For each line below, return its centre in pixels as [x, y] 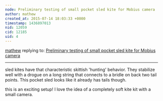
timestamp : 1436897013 [28, 23]
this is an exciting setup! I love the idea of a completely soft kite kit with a [78, 89]
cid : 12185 [16, 32]
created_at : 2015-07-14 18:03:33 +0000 [45, 18]
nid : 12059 [16, 28]
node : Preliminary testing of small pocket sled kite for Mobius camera [80, 9]
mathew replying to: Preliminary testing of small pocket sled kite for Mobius [81, 50]
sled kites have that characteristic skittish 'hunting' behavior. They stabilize [80, 69]
